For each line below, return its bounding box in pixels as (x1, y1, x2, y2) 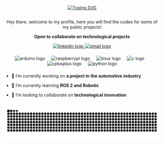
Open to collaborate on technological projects (34, 34, 130, 40)
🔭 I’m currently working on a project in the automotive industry (11, 73, 141, 79)
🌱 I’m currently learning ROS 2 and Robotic (11, 83, 99, 88)
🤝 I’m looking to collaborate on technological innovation (11, 92, 126, 98)
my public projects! (62, 24, 102, 30)
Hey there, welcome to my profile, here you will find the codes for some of (6, 19, 158, 25)
